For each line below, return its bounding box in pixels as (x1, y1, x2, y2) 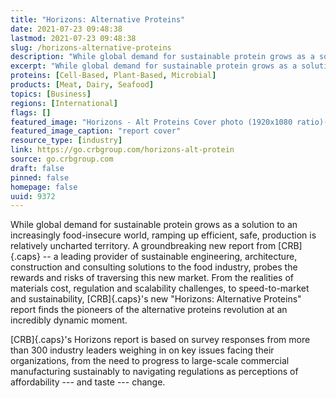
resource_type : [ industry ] (10, 136, 123, 146)
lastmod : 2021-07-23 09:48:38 (10, 33, 137, 43)
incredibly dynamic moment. (10, 314, 128, 326)
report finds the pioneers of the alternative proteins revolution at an (10, 304, 288, 316)
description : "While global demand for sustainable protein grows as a (10, 52, 315, 62)
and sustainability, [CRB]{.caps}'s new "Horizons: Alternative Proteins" (10, 293, 302, 305)
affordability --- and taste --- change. (10, 376, 166, 388)
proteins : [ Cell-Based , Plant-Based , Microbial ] (10, 71, 217, 81)
